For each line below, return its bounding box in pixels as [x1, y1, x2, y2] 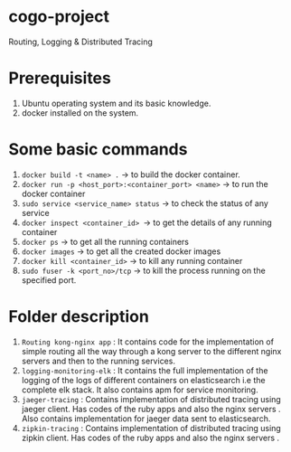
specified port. [21, 274, 77, 286]
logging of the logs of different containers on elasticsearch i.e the [21, 374, 266, 385]
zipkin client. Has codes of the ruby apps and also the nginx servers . [21, 432, 280, 443]
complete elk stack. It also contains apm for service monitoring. [21, 384, 258, 395]
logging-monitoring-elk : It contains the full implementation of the [21, 364, 268, 376]
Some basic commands [8, 139, 188, 160]
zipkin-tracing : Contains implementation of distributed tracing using [21, 422, 281, 433]
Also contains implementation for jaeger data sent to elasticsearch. [21, 413, 271, 424]
